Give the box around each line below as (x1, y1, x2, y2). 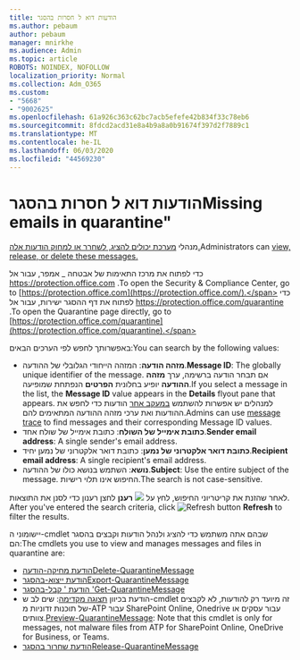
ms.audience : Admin (9, 47, 82, 55)
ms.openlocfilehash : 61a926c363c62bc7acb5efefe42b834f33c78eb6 (9, 113, 250, 122)
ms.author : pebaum (9, 21, 78, 30)
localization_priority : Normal (9, 72, 126, 80)
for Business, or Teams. (21, 631, 110, 642)
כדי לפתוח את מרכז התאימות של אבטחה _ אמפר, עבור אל (9, 268, 204, 279)
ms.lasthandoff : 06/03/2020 (9, 146, 114, 155)
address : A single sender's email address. (21, 436, 179, 447)
